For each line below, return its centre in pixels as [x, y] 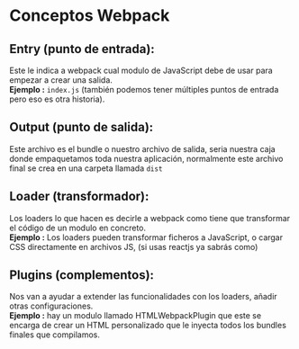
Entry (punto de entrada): [82, 49]
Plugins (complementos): [82, 275]
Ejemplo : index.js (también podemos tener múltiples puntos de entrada [144, 89]
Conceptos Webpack [90, 16]
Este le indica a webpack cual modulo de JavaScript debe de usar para [141, 70]
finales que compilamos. [55, 335]
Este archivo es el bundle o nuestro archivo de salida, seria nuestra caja [143, 148]
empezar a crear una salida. [61, 80]
